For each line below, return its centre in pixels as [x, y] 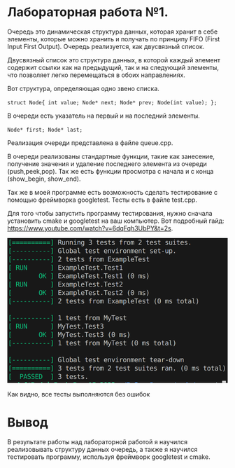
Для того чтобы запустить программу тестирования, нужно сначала [110, 213]
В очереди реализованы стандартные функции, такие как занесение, [111, 156]
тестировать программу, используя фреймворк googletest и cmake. [109, 457]
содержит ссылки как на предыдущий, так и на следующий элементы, [113, 67]
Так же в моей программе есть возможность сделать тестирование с [113, 192]
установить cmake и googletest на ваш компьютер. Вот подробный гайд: [116, 221]
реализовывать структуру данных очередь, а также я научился [102, 449]
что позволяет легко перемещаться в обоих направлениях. [96, 75]
